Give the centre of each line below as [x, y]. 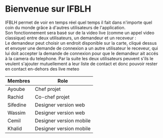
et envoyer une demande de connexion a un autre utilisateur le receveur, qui [81, 48]
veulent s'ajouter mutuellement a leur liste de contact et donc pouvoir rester [81, 64]
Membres [19, 81]
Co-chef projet [52, 97]
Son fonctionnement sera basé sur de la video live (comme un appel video [80, 33]
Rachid [15, 97]
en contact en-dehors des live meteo [42, 69]
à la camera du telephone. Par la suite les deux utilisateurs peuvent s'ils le [79, 58]
